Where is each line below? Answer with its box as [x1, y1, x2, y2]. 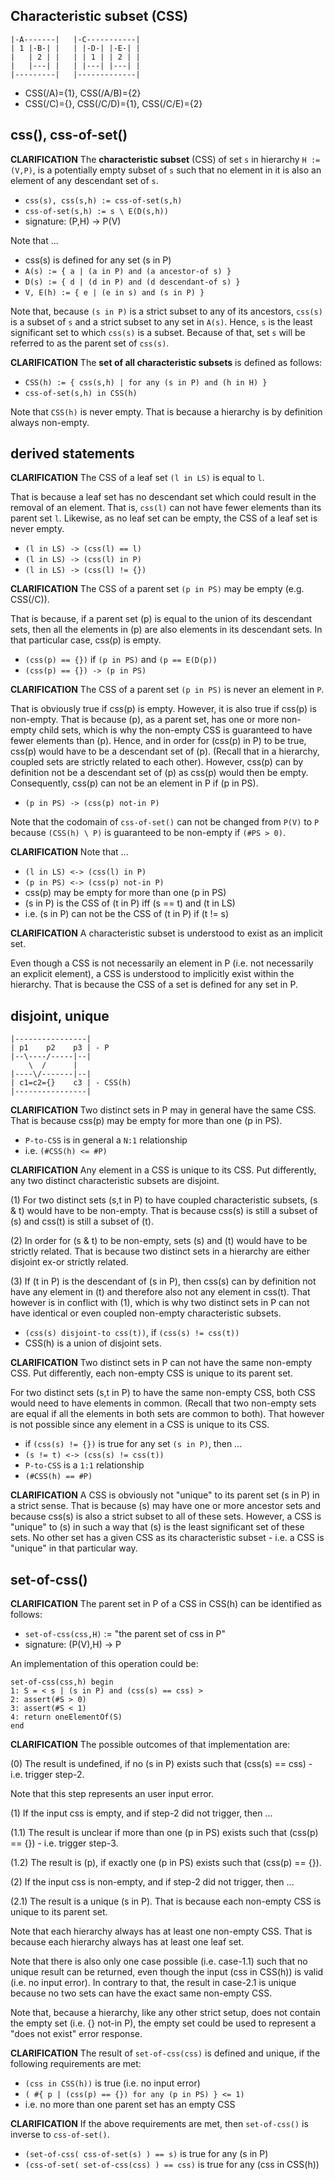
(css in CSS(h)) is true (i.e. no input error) [24, 2077, 201, 2089]
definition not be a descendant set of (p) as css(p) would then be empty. [10, 767, 309, 779]
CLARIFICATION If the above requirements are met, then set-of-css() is [10, 2118, 309, 2130]
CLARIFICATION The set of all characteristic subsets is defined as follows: [10, 356, 323, 368]
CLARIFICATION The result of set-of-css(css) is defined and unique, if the [10, 2047, 321, 2059]
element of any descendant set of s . [10, 174, 159, 186]
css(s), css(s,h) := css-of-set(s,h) [24, 195, 183, 206]
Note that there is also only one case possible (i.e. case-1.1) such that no [10, 1955, 308, 1968]
